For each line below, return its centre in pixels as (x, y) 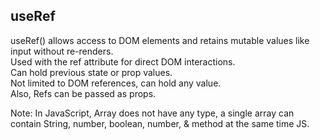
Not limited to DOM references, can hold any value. (116, 83)
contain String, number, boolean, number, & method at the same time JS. (160, 123)
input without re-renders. (62, 51)
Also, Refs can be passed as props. (83, 93)
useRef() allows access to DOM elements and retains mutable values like (160, 40)
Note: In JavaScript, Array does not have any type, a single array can (152, 113)
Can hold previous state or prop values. (91, 72)
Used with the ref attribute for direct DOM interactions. (123, 61)
